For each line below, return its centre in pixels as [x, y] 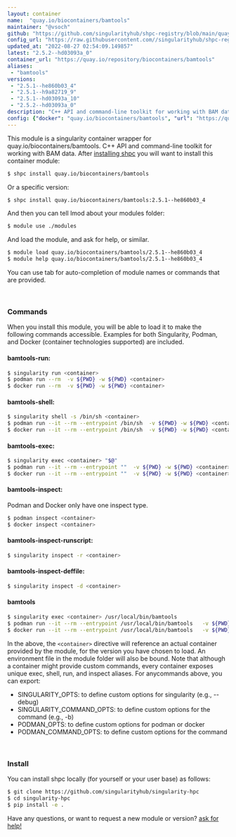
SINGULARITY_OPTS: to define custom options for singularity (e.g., [114, 694]
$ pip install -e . [36, 805]
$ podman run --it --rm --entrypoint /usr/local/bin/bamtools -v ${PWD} [119, 623]
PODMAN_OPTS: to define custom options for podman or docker [111, 724]
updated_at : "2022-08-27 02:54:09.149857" [70, 46]
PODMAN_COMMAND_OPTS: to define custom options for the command [122, 732]
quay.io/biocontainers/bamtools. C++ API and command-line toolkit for [110, 145]
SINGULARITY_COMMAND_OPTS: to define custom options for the [114, 709]
